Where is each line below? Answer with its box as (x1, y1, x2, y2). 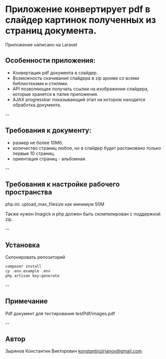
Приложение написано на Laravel (5, 41, 77, 47)
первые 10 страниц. (12, 150, 55, 156)
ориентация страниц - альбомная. (12, 155, 87, 162)
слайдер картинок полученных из (5, 14, 156, 26)
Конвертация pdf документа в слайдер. (12, 70, 98, 76)
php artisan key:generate (5, 273, 59, 278)
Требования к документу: (5, 126, 92, 135)
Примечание (5, 297, 48, 306)
